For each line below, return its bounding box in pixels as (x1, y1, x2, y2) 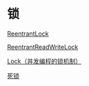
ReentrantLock (7, 29, 49, 38)
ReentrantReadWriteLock (7, 43, 79, 51)
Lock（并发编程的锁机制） (7, 56, 81, 65)
